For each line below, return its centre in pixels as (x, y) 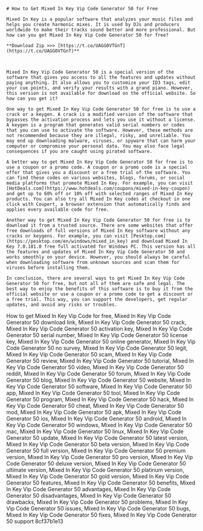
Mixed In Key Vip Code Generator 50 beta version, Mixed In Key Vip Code (98, 444)
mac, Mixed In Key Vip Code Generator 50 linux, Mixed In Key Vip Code (95, 431)
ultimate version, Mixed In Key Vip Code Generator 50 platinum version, (95, 470)
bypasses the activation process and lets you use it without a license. (101, 120)
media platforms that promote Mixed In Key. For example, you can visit (100, 183)
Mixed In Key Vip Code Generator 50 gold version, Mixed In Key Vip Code (98, 476)
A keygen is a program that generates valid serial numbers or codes (96, 125)
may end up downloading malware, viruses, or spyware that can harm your (101, 141)
